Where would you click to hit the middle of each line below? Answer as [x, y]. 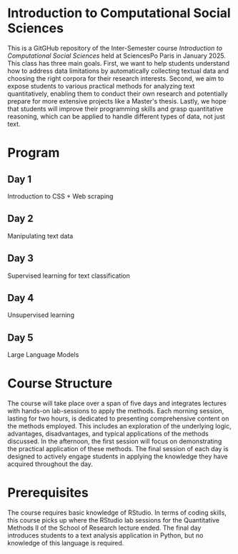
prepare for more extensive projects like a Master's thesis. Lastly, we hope [117, 101]
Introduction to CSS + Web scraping [60, 196]
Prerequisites [48, 493]
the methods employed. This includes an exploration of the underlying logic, [119, 426]
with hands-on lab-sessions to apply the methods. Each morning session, [116, 411]
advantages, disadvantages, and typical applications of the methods [108, 434]
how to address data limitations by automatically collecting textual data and [118, 71]
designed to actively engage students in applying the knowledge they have [118, 457]
